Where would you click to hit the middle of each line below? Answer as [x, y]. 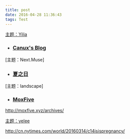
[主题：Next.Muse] [25, 59]
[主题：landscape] [24, 86]
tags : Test [17, 19]
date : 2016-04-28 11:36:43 [34, 15]
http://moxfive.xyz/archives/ [35, 111]
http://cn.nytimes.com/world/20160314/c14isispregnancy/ [65, 131]
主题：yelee [18, 121]
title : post [18, 10]
